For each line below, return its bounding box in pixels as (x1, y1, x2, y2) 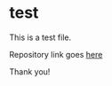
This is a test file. (9, 32, 72, 43)
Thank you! (9, 66, 51, 77)
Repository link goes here (9, 49, 103, 59)
